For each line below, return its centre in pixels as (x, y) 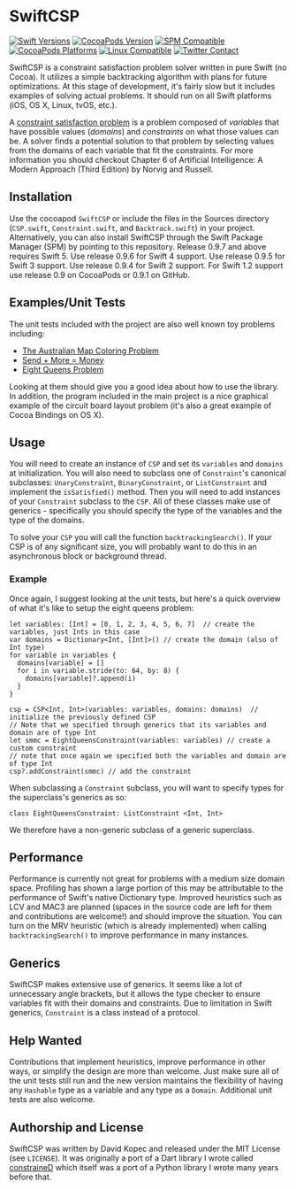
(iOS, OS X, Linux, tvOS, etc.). (63, 104)
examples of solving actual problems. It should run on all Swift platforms (140, 96)
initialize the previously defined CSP (83, 717)
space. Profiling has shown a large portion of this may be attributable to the (146, 888)
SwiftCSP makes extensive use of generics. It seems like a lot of (126, 984)
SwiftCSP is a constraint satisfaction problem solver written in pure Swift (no (148, 67)
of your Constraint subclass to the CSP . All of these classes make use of (140, 501)
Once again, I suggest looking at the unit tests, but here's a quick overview (145, 598)
